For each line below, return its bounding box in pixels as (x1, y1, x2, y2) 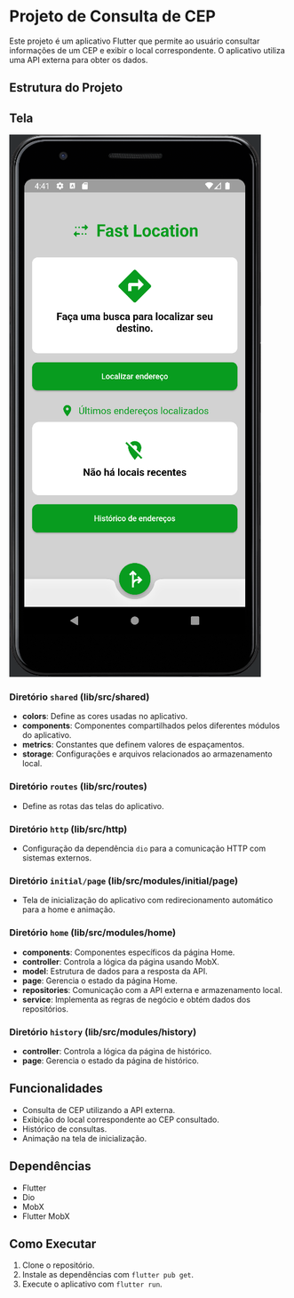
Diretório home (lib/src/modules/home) (9, 926, 176, 939)
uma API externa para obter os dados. (9, 54, 148, 65)
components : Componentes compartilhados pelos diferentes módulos (21, 720, 281, 731)
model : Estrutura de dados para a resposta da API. (21, 965, 208, 976)
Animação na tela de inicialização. (21, 1133, 147, 1143)
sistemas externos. (21, 853, 91, 863)
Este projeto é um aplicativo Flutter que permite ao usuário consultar (9, 36, 260, 46)
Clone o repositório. (21, 1260, 95, 1270)
